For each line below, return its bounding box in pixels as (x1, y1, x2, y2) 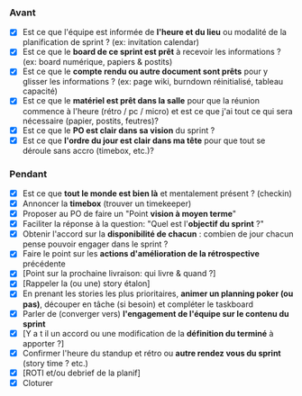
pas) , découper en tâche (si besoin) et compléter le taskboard (22, 299, 254, 310)
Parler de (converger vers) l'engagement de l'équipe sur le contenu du (22, 308, 289, 319)
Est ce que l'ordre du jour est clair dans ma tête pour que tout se (22, 135, 266, 146)
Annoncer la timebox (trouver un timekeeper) (22, 198, 192, 209)
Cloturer (22, 377, 54, 388)
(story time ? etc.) (22, 357, 88, 368)
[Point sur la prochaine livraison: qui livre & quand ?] (22, 268, 216, 279)
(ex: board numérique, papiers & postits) (22, 57, 173, 67)
